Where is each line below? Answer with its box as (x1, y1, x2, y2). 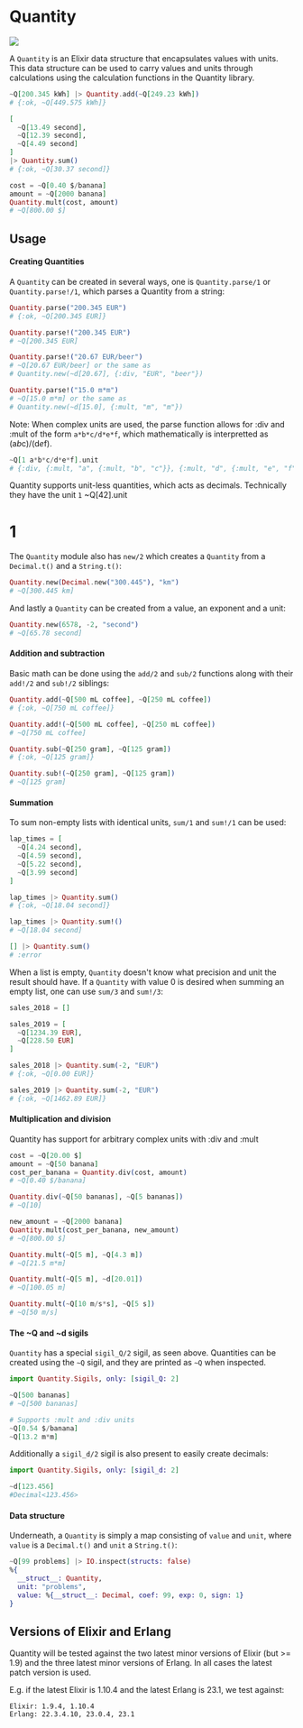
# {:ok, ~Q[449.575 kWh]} (9, 97, 106, 107)
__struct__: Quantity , (17, 1574, 103, 1583)
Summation (9, 796, 54, 808)
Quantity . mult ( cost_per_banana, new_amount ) (9, 1225, 179, 1235)
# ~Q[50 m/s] (9, 1308, 59, 1318)
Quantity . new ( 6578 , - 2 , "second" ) (9, 620, 140, 630)
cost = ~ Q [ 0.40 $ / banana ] (9, 180, 106, 190)
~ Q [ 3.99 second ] (17, 868, 78, 877)
